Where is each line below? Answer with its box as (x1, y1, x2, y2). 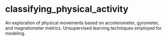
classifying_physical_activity (5, 3, 129, 15)
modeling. (5, 30, 26, 36)
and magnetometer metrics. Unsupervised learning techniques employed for (5, 25, 162, 31)
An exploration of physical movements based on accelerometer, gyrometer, (5, 20, 160, 26)
